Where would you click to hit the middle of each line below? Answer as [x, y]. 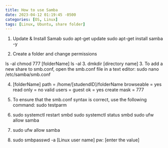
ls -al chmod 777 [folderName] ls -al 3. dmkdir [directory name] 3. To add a [84, 64]
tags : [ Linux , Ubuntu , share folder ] [45, 24]
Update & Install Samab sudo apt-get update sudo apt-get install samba [88, 39]
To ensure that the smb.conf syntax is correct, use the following [80, 100]
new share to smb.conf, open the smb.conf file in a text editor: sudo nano [82, 69]
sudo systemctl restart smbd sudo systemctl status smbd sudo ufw [83, 115]
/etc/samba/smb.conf [28, 75]
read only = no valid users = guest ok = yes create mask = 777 [78, 90]
